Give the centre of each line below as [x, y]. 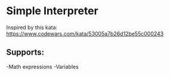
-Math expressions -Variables [42, 66]
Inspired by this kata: [32, 27]
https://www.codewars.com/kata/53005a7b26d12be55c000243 [85, 33]
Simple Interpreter [52, 11]
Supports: [25, 53]
